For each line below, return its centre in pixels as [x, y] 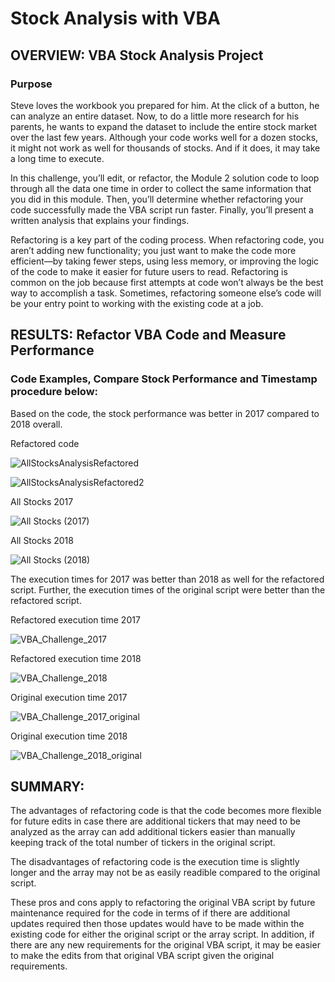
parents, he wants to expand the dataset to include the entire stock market [164, 126]
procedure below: [54, 392]
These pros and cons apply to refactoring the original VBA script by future [163, 903]
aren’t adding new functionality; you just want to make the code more [153, 250]
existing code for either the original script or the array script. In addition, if [162, 934]
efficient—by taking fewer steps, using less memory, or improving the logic [165, 261]
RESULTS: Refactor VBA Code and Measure [148, 335]
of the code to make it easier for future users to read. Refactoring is [149, 271]
